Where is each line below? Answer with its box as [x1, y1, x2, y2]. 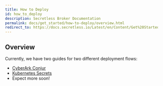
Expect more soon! [12, 75, 50, 81]
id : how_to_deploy [5, 12, 42, 16]
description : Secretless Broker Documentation [5, 16, 101, 21]
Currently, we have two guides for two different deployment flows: [5, 56, 138, 61]
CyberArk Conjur [12, 65, 46, 71]
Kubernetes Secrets [12, 70, 52, 76]
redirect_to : [5, 25, 32, 30]
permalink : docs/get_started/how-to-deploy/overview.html [5, 20, 125, 26]
